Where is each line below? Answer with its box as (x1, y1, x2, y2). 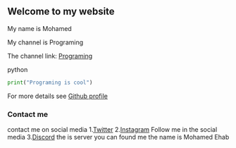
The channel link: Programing (7, 51, 93, 60)
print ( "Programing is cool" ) (7, 79, 93, 86)
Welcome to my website (7, 6, 115, 18)
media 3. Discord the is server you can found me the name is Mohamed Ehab (7, 132, 230, 141)
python (7, 65, 28, 73)
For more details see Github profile (7, 92, 108, 100)
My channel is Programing (7, 38, 84, 47)
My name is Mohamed (7, 24, 72, 32)
